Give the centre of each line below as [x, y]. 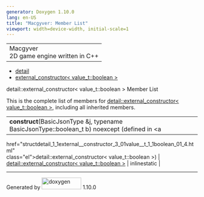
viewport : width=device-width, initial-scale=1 [68, 29]
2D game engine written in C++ [54, 56]
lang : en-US [21, 18]
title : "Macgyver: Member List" [47, 23]
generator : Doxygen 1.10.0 [40, 12]
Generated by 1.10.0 [51, 187]
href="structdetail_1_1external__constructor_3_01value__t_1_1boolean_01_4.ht [100, 144]
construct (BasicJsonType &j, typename [66, 122]
